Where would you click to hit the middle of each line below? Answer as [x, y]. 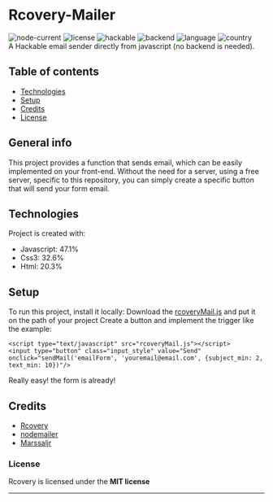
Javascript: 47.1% [49, 249]
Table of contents [54, 72]
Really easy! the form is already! [62, 381]
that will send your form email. [59, 188]
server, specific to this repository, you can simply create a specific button [131, 180]
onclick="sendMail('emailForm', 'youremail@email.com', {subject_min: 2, [136, 358]
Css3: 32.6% [42, 258]
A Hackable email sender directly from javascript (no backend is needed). [132, 46]
